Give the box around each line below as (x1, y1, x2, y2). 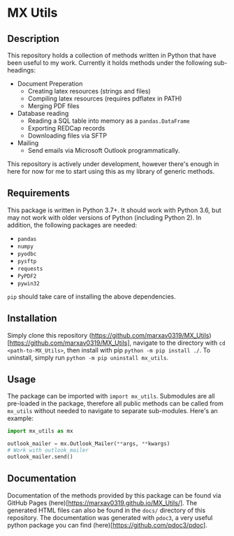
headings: (7, 66, 36, 74)
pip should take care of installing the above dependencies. (7, 292, 176, 301)
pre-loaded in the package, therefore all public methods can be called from (7, 399, 224, 408)
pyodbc (17, 250, 37, 258)
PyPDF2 (17, 272, 37, 280)
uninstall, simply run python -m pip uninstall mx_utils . (7, 353, 169, 362)
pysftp (17, 258, 37, 265)
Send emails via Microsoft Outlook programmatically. (27, 147, 180, 154)
